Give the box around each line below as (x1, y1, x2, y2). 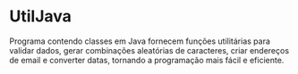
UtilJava (9, 6, 72, 27)
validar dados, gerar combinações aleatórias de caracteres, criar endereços (9, 45, 289, 55)
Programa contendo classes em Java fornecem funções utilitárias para (9, 36, 271, 46)
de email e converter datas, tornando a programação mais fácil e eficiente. (9, 54, 285, 65)
